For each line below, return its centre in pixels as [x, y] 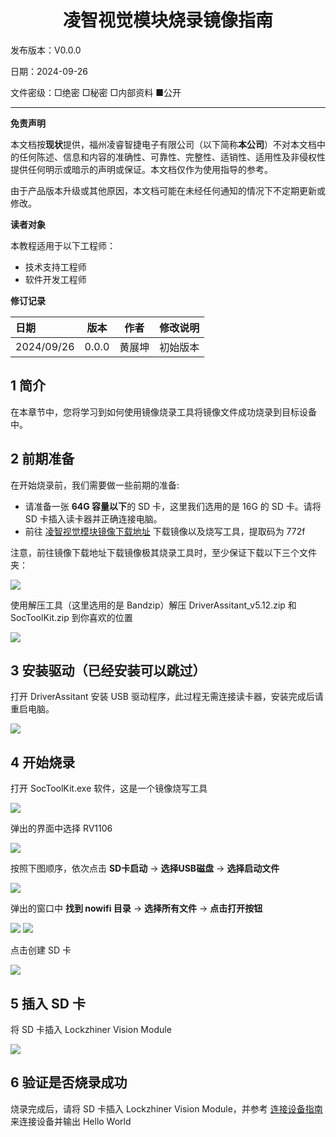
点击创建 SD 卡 [41, 950]
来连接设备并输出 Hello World [71, 1121]
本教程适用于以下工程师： [63, 245]
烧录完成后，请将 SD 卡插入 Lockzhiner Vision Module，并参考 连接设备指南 [166, 1108]
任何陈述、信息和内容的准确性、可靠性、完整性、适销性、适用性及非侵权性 [172, 157]
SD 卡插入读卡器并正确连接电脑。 [93, 518]
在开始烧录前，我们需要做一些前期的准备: [95, 485]
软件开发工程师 [55, 279]
